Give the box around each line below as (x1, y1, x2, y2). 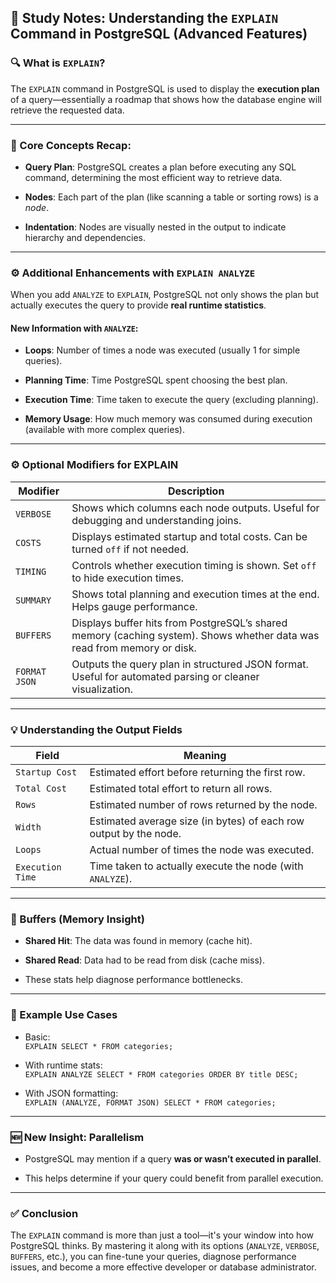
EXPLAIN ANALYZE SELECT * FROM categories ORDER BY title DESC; (24, 1069, 299, 1080)
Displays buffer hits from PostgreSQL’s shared (71, 616, 288, 630)
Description (167, 484, 225, 498)
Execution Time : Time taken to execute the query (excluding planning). (24, 394, 319, 406)
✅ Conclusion (10, 1206, 79, 1220)
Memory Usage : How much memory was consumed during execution (24, 413, 313, 425)
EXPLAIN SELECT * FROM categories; (24, 1041, 174, 1051)
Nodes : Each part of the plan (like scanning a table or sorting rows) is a (24, 191, 319, 203)
